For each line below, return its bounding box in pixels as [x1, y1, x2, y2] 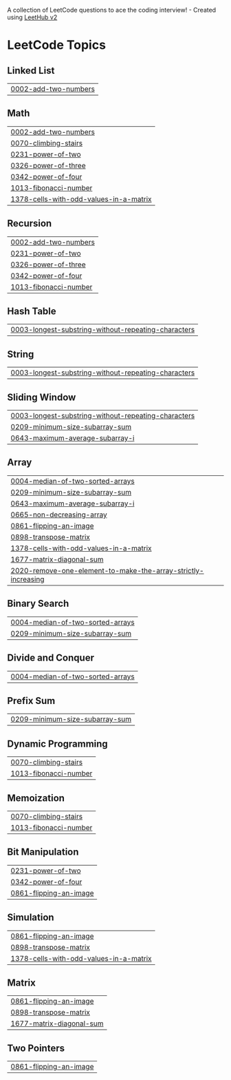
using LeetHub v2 [7, 13, 58, 21]
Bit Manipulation [7, 847, 79, 858]
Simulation [7, 912, 54, 924]
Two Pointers [7, 1042, 65, 1054]
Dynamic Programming [7, 738, 108, 749]
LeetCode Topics [7, 37, 107, 53]
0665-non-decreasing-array [10, 510, 108, 519]
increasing [10, 574, 45, 584]
